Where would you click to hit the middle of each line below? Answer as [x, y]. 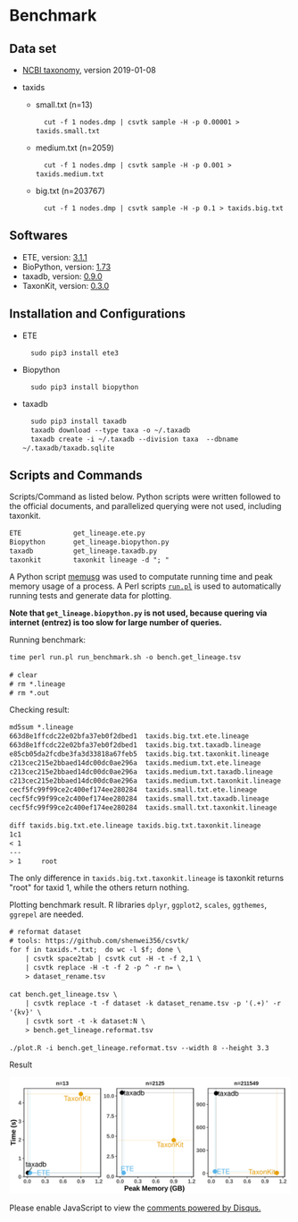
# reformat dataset [46, 932]
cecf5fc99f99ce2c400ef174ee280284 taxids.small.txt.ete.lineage [133, 790]
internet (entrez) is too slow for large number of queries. [116, 623]
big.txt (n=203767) [70, 191]
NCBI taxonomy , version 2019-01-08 [89, 70]
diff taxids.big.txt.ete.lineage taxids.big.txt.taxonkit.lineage [135, 826]
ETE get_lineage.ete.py [77, 533]
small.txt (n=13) [64, 105]
